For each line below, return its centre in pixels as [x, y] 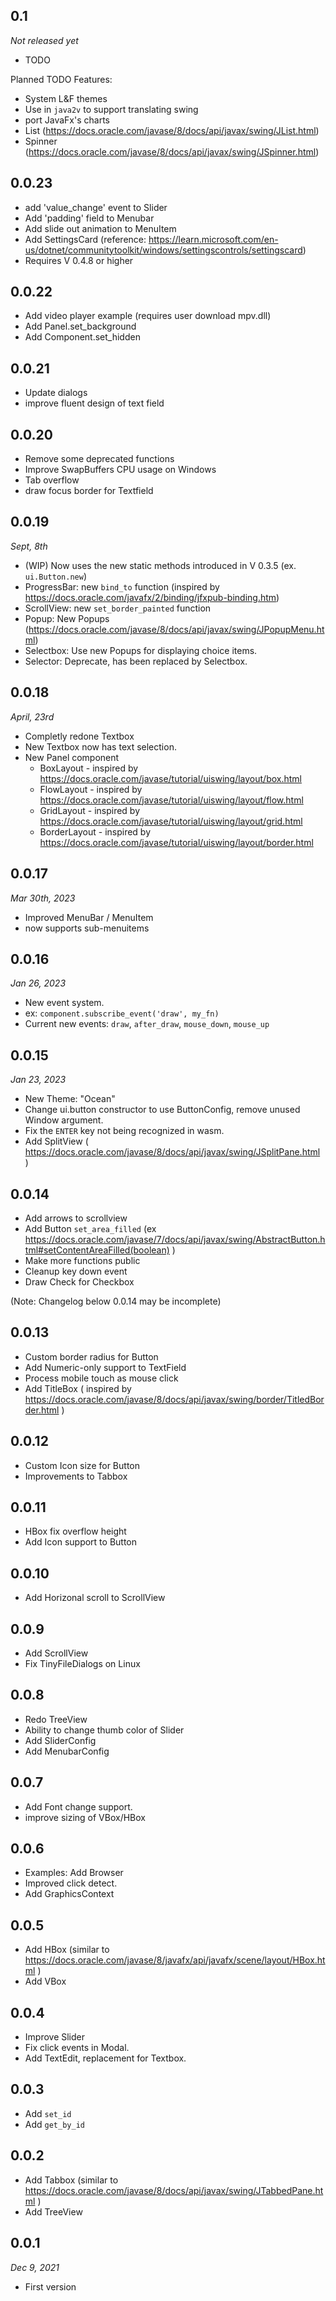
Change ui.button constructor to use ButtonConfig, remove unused [162, 1110]
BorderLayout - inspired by [95, 831]
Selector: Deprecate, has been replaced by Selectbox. [136, 661]
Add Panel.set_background [80, 326]
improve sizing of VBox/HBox [85, 1817]
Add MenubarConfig [67, 1751]
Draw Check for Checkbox [79, 1281]
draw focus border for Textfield [89, 491]
